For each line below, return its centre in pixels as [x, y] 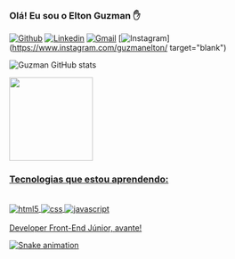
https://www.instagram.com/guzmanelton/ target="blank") [119, 48]
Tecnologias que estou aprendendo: [89, 180]
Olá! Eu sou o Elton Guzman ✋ [75, 15]
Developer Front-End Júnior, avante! [76, 228]
